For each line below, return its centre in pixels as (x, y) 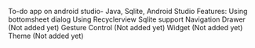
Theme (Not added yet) (46, 36)
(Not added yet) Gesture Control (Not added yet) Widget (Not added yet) (126, 27)
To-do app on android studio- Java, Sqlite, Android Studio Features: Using (128, 11)
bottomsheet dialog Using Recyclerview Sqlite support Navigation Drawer (127, 19)
